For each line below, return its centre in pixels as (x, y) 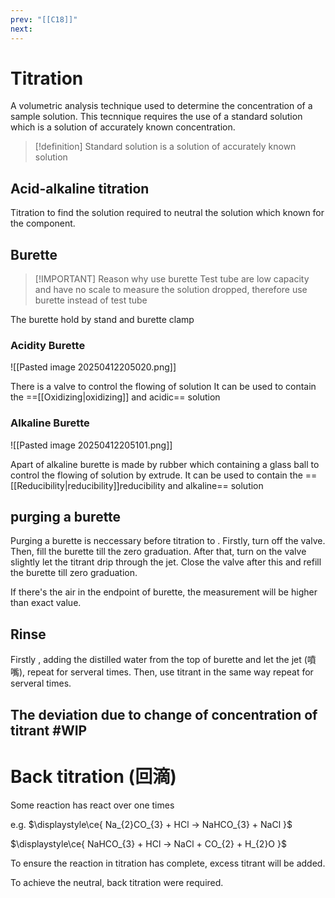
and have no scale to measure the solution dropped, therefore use (171, 290)
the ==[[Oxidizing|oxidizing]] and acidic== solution (115, 397)
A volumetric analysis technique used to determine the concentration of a (161, 106)
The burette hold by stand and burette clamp (102, 320)
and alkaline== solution (215, 485)
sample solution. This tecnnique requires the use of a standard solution (156, 117)
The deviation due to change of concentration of (164, 714)
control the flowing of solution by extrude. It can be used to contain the (156, 475)
